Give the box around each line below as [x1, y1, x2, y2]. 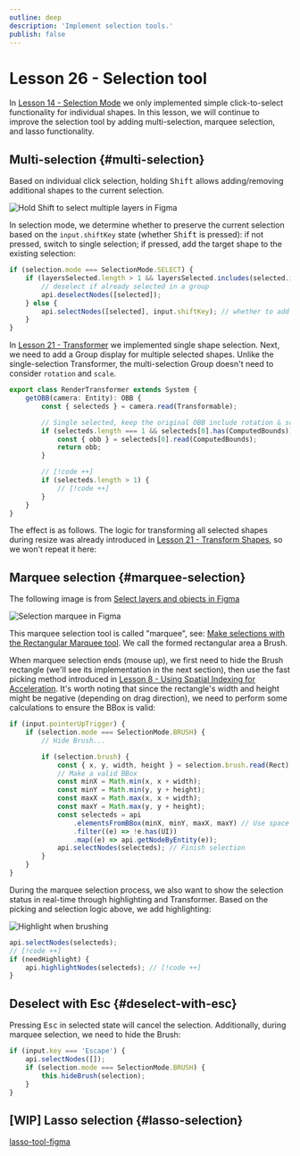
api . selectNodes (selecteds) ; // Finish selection [56, 844, 246, 852]
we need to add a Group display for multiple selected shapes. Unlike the [9, 349, 274, 360]
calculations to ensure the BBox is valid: [9, 703, 156, 713]
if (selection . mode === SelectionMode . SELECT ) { [9, 265, 194, 275]
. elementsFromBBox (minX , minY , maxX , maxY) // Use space [72, 819, 290, 827]
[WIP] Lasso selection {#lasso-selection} [9, 1112, 244, 1127]
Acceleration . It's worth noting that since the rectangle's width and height [9, 684, 279, 694]
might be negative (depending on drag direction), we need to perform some [9, 693, 287, 703]
